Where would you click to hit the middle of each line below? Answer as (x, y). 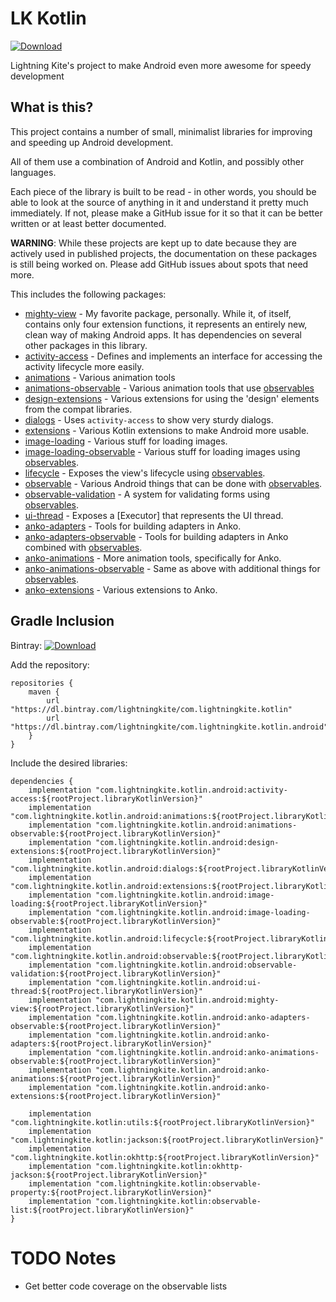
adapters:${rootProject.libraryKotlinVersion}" (111, 1043)
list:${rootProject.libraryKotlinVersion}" (102, 1210)
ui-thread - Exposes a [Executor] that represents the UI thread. (154, 515)
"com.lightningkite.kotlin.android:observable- (196, 965)
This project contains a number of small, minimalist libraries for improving (161, 131)
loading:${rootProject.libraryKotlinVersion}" (109, 903)
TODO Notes (63, 1258)
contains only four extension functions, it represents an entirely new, (166, 324)
